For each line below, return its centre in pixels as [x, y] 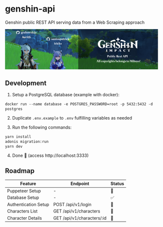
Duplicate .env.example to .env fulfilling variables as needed [72, 118]
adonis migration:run [27, 142]
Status [118, 184]
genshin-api [30, 9]
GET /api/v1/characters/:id [80, 218]
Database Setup [23, 197]
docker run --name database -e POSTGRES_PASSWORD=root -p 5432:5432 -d [79, 104]
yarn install [18, 137]
